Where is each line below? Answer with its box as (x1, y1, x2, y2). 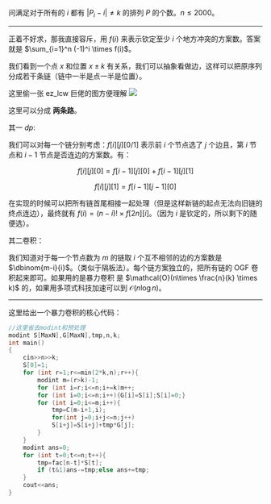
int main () (8, 339, 45, 347)
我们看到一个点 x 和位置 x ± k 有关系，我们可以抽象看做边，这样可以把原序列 (8, 60, 263, 71)
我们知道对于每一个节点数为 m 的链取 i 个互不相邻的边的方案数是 (8, 252, 223, 262)
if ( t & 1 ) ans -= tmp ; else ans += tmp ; (37, 466, 150, 474)
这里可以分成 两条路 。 (8, 105, 81, 115)
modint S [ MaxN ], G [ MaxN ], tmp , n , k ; (8, 331, 121, 339)
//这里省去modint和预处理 (8, 323, 86, 331)
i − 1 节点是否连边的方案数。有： (23, 149, 131, 160)
